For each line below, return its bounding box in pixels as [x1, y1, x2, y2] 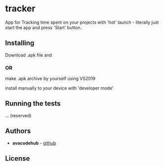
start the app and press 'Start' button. [5, 24, 82, 30]
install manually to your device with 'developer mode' [5, 85, 114, 91]
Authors [5, 127, 31, 135]
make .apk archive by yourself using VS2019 [5, 76, 95, 82]
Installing [5, 39, 35, 47]
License [5, 154, 30, 163]
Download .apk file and [5, 52, 52, 58]
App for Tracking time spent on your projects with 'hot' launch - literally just [5, 19, 159, 25]
